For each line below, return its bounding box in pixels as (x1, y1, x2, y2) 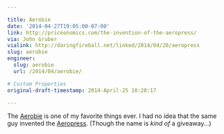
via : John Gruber (7, 35, 58, 42)
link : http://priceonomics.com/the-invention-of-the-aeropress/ (7, 29, 197, 36)
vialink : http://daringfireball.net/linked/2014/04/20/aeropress (7, 42, 200, 49)
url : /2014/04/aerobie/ (13, 67, 82, 75)
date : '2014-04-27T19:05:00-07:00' (7, 22, 110, 30)
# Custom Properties (7, 81, 67, 87)
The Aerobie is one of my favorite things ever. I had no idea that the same (7, 112, 217, 120)
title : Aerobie (7, 16, 51, 23)
